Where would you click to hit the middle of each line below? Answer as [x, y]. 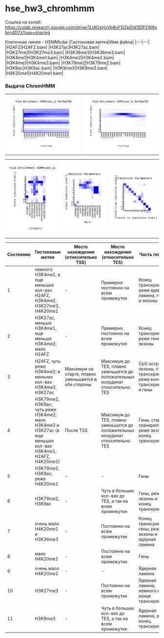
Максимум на [79, 369]
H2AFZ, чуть [48, 361]
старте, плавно [81, 374]
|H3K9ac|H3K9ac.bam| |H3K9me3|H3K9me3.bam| [56, 68]
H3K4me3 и [47, 425]
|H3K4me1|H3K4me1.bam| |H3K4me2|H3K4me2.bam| [60, 57]
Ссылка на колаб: [23, 22]
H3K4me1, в [48, 275]
